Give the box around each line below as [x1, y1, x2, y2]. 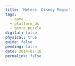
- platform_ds [10, 21, 39, 26]
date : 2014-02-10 [5, 49, 42, 54]
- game [10, 16, 24, 21]
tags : [5, 12, 17, 17]
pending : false [5, 44, 37, 49]
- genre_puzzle [10, 26, 42, 31]
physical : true [5, 35, 37, 40]
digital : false [5, 30, 37, 35]
